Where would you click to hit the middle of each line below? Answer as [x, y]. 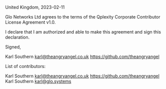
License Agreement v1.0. [30, 22]
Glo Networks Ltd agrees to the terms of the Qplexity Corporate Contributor [83, 17]
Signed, [13, 47]
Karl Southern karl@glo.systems [38, 81]
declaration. [17, 37]
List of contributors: [25, 66]
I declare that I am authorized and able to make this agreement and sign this [83, 32]
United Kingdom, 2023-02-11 [35, 7]
